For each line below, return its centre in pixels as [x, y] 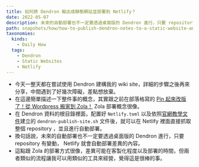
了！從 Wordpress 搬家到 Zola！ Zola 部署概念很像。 [79, 107]
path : [13, 28]
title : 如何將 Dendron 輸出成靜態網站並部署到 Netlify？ [71, 12]
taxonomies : [21, 34]
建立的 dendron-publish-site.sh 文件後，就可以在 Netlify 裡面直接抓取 [105, 121]
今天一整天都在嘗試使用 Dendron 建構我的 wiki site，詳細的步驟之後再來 [102, 84]
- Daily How [31, 45]
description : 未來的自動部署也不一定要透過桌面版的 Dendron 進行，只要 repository [101, 23]
